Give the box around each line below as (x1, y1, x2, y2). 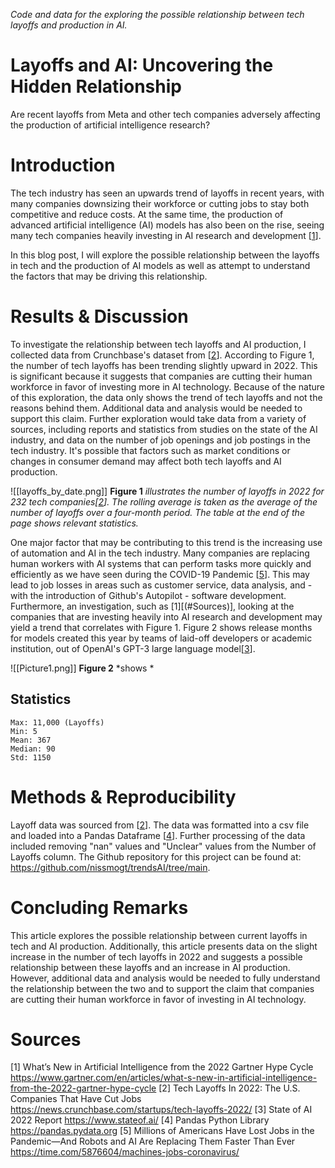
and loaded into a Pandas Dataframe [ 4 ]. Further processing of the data (10, 829, 306, 841)
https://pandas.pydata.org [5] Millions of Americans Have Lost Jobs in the (10, 1125, 315, 1137)
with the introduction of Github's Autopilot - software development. (10, 589, 287, 601)
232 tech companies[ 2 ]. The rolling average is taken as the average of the (10, 495, 318, 508)
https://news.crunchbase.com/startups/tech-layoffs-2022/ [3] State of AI (10, 1104, 313, 1116)
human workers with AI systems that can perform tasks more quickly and (10, 557, 312, 569)
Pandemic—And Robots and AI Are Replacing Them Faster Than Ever (10, 1135, 296, 1148)
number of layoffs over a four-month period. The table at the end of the (10, 506, 305, 518)
